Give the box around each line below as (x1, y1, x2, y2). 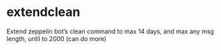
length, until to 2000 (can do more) (6, 34, 107, 42)
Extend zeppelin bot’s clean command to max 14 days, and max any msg (6, 27, 215, 35)
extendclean (6, 4, 81, 20)
